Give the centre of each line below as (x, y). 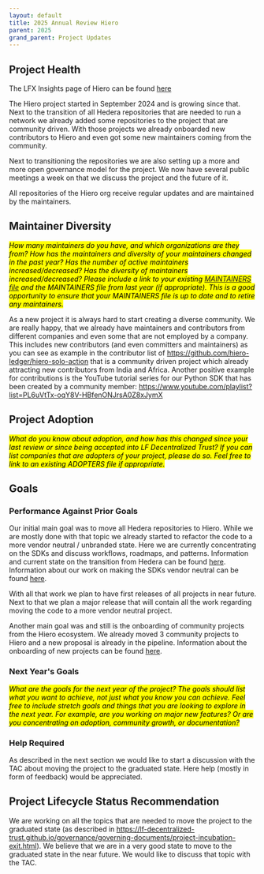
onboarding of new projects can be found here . (86, 651)
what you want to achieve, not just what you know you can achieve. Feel (127, 697)
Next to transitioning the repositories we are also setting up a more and (124, 161)
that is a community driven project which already (169, 361)
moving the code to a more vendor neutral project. (91, 611)
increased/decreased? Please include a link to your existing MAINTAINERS (130, 279)
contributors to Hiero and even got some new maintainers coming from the (130, 137)
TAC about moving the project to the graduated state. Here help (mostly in (129, 768)
